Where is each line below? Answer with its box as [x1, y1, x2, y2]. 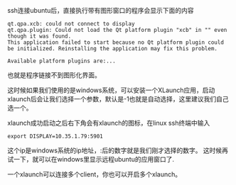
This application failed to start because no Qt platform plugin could [7, 39, 224, 46]
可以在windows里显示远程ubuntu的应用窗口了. [38, 155, 174, 163]
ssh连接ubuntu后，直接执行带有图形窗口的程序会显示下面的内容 [7, 6, 194, 14]
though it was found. [7, 33, 72, 40]
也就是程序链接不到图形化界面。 [7, 71, 101, 79]
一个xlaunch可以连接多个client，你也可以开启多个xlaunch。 [7, 170, 182, 179]
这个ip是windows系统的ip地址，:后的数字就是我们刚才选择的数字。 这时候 [7, 146, 222, 155]
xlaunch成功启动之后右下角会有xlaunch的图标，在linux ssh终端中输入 [7, 119, 210, 127]
